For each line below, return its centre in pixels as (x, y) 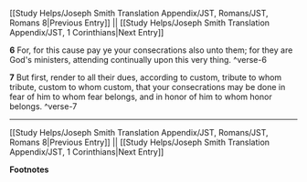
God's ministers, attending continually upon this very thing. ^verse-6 (138, 60)
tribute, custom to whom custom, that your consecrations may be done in (148, 87)
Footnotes (29, 169)
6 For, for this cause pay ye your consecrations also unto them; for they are (151, 50)
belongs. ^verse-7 (43, 106)
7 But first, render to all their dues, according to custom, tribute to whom (146, 77)
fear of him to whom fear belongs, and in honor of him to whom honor (141, 96)
